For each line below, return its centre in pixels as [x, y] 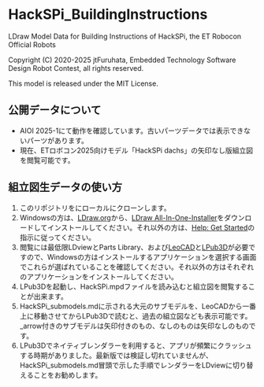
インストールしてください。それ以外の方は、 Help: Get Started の [151, 227]
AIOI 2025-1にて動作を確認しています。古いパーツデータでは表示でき [132, 131]
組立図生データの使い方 [65, 188]
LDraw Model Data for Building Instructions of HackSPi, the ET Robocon [125, 36]
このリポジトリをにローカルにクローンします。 [95, 208]
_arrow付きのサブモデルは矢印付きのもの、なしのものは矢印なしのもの [134, 326]
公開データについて [55, 111]
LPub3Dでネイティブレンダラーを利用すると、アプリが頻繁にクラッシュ [136, 345]
